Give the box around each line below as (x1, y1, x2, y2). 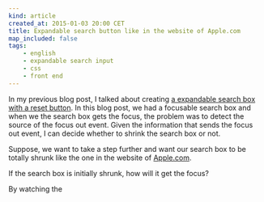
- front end (23, 72, 63, 80)
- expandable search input (23, 57, 114, 65)
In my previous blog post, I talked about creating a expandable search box (8, 94, 256, 103)
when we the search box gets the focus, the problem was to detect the (8, 111, 245, 121)
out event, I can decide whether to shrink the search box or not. (8, 128, 221, 138)
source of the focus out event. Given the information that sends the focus (8, 120, 253, 129)
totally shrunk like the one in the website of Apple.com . (8, 153, 192, 162)
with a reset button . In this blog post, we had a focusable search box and (8, 103, 251, 112)
